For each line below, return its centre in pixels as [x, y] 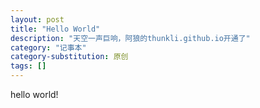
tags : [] [28, 66]
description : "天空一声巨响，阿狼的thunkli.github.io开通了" [130, 38]
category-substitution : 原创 [69, 57]
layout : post [37, 19]
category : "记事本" [48, 47]
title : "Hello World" [55, 29]
